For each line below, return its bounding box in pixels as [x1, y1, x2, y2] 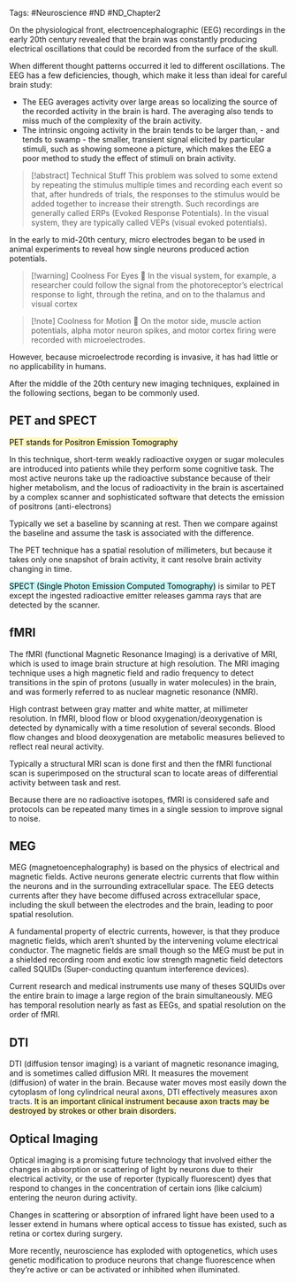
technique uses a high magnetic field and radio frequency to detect [9, 668, 254, 678]
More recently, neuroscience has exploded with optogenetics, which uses [9, 1246, 278, 1256]
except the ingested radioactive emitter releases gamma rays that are [9, 590, 262, 600]
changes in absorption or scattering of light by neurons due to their [9, 1164, 254, 1175]
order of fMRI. [9, 1009, 60, 1020]
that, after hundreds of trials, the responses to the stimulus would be [30, 189, 281, 199]
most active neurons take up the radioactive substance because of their [9, 473, 271, 483]
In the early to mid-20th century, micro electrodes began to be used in [9, 235, 265, 244]
